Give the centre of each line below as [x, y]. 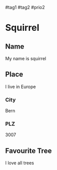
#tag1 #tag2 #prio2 [25, 7]
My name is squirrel [26, 58]
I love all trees [20, 163]
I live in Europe [21, 87]
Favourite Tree [28, 151]
